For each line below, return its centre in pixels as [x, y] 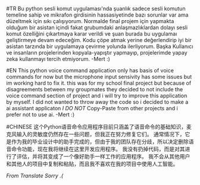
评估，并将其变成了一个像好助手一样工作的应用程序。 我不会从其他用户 [103, 156]
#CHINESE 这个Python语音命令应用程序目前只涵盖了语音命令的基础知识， [96, 127]
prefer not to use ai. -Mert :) [40, 114]
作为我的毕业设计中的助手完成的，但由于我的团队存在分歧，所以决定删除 [100, 141]
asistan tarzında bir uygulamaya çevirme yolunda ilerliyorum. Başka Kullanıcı [100, 46]
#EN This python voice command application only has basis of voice [90, 70]
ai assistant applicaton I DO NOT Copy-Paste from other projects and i [92, 108]
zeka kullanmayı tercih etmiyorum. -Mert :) [58, 59]
